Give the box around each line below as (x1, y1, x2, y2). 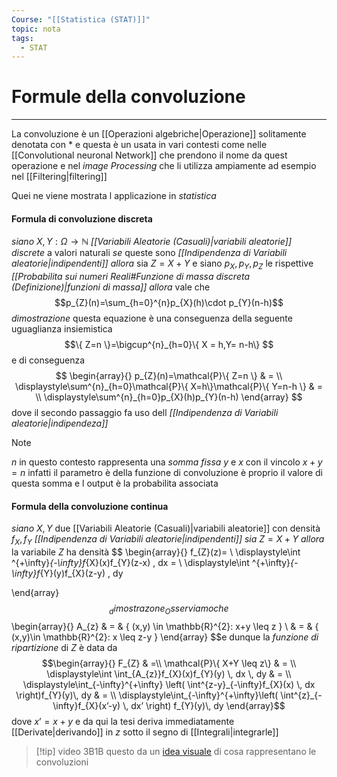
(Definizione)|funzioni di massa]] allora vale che (11, 281, 211, 293)
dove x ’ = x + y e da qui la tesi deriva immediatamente (11, 715, 235, 727)
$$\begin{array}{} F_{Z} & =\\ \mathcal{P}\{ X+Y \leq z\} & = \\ (41, 657, 297, 669)
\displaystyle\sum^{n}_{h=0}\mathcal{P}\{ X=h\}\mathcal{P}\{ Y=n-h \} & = (14, 381, 324, 393)
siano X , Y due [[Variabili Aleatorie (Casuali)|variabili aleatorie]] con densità (11, 522, 321, 535)
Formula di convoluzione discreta (11, 212, 153, 225)
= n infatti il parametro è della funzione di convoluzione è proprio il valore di (11, 467, 323, 479)
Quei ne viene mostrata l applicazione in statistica (11, 190, 217, 202)
